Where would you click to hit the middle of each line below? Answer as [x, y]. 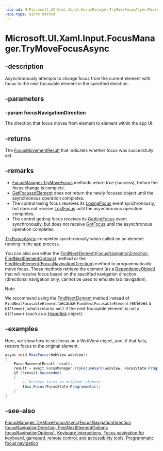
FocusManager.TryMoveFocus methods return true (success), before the [85, 182]
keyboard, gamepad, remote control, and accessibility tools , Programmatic [80, 438]
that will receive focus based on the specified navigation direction [71, 274]
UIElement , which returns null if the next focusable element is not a [72, 308]
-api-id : [14, 10]
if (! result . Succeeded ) [38, 373]
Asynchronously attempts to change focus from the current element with [78, 78]
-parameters [24, 99]
